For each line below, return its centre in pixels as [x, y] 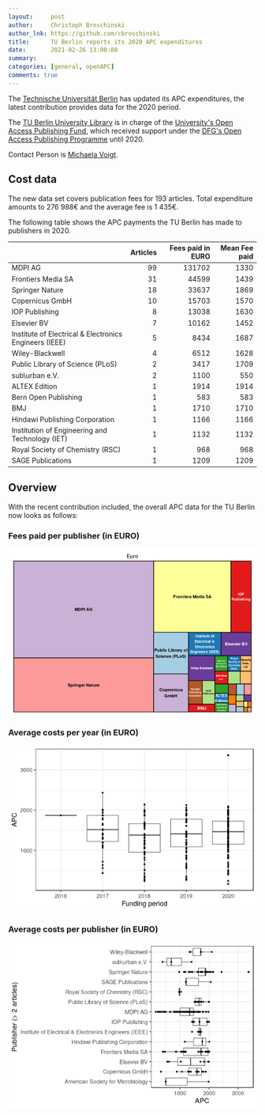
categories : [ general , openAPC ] [61, 67]
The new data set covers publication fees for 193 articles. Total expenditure [131, 198]
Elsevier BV [30, 323]
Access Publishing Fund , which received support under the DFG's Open [125, 130]
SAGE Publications [42, 461]
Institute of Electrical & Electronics [67, 334]
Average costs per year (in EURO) [74, 732]
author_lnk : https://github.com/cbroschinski [84, 33]
